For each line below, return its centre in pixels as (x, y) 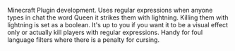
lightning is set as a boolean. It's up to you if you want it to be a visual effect (117, 25)
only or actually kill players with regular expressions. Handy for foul (105, 32)
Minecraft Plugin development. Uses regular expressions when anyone (110, 10)
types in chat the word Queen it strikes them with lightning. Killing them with (118, 17)
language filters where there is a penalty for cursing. (84, 40)
